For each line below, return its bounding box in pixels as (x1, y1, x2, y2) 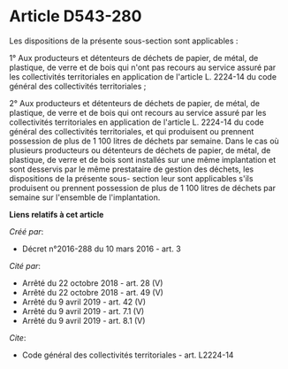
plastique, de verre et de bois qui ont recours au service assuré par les (9, 107, 267, 118)
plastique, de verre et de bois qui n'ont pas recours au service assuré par (9, 62, 277, 73)
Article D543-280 (9, 6, 142, 27)
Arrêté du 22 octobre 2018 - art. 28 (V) (21, 277, 163, 288)
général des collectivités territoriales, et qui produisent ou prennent (9, 126, 254, 136)
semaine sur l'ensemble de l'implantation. (9, 192, 161, 203)
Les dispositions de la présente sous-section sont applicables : (9, 35, 239, 46)
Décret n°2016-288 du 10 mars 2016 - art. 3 (21, 243, 181, 254)
